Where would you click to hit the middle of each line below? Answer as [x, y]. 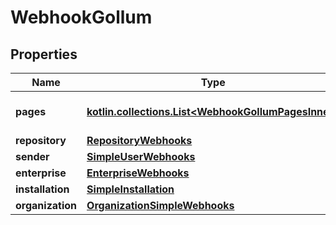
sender [32, 156]
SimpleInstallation [130, 189]
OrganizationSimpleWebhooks [160, 205]
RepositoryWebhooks [139, 140]
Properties [44, 54]
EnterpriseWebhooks [138, 173]
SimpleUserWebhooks [141, 156]
